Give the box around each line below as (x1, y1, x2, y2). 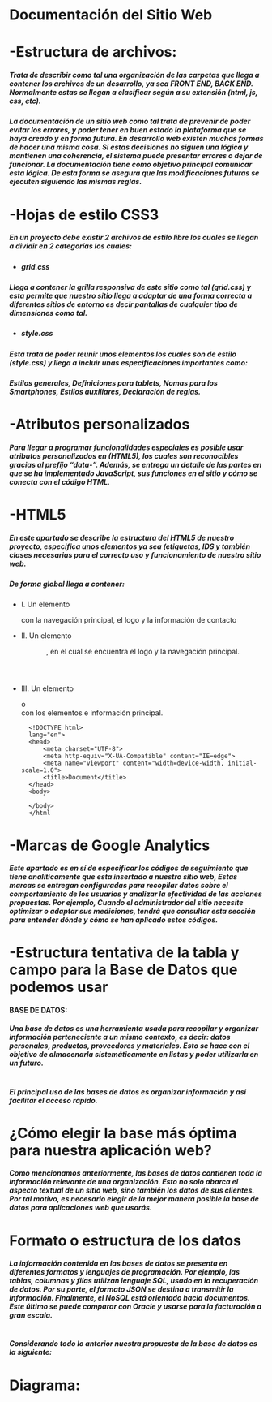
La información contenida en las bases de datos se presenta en (9, 1258, 228, 1268)
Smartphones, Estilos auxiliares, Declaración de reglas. (9, 387, 202, 396)
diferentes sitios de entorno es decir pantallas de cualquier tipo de (9, 299, 238, 309)
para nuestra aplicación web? (9, 1141, 213, 1159)
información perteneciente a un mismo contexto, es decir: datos (9, 1033, 231, 1042)
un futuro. (9, 1058, 44, 1068)
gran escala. (9, 1310, 53, 1320)
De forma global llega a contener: (9, 579, 125, 589)
